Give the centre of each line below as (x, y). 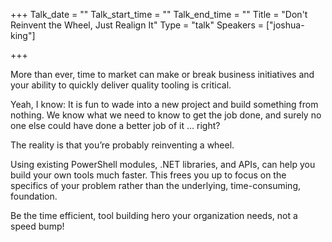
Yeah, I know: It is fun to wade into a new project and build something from (164, 104)
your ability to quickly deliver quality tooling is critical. (121, 85)
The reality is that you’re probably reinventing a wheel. (122, 145)
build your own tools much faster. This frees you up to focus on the (148, 175)
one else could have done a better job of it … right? (115, 125)
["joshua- (285, 25)
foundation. (34, 196)
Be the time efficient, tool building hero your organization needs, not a (154, 215)
